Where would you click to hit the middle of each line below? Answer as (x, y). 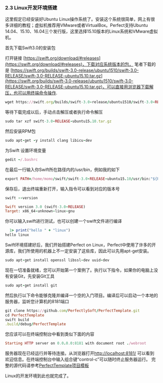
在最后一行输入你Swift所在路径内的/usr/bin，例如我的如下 (62, 170)
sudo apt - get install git (31, 285)
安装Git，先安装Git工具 (32, 276)
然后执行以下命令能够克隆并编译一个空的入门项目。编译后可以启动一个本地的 (81, 295)
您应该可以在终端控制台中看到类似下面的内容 (50, 334)
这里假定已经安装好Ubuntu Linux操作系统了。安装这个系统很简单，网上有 (78, 19)
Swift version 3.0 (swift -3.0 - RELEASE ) (45, 207)
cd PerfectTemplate (25, 315)
